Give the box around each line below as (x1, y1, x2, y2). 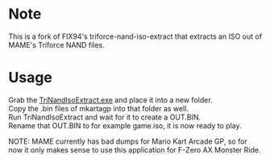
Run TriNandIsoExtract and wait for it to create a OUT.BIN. (8, 112, 201, 122)
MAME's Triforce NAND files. (8, 40, 105, 49)
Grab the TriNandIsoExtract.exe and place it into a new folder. (8, 94, 213, 105)
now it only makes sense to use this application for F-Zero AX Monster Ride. (8, 144, 261, 154)
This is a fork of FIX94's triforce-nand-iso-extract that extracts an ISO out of (8, 31, 263, 41)
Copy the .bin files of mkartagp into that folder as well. (8, 103, 189, 113)
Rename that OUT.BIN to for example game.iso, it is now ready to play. (8, 120, 242, 130)
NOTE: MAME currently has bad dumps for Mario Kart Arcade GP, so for (8, 136, 247, 146)
